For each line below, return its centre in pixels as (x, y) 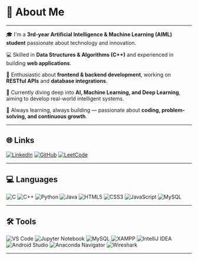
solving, (16, 116)
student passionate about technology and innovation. (71, 43)
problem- (173, 110)
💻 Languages (32, 180)
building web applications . (39, 63)
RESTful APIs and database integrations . (57, 81)
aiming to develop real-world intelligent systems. (65, 98)
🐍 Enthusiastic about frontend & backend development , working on (89, 74)
